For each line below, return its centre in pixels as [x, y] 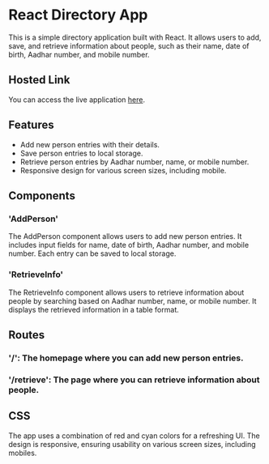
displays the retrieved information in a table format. [94, 309]
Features [31, 125]
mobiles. [23, 453]
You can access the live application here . [77, 100]
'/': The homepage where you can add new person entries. [126, 358]
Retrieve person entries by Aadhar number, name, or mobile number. [134, 162]
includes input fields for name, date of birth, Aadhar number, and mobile [129, 245]
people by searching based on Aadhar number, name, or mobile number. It [132, 300]
